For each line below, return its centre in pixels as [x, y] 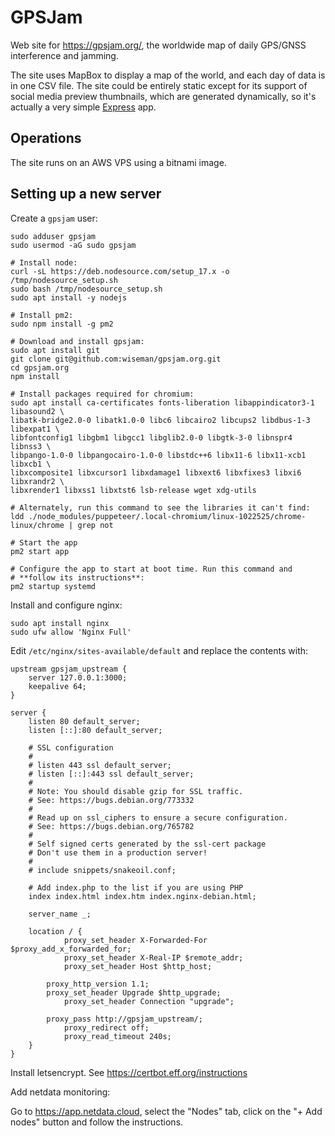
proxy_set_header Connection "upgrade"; [149, 1001]
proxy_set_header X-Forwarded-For [135, 940]
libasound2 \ [37, 411]
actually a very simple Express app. [83, 107]
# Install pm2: [42, 315]
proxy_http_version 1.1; [98, 984]
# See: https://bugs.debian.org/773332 [111, 800]
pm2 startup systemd [53, 586]
